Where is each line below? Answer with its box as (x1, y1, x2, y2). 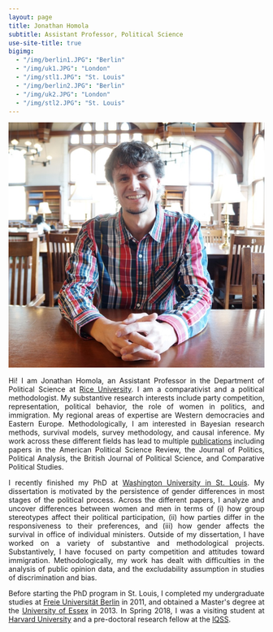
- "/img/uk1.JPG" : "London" (15, 65, 111, 73)
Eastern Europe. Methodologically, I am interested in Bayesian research (8, 419, 265, 429)
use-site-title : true (8, 39, 82, 47)
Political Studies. (8, 462, 64, 472)
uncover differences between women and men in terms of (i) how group (8, 504, 265, 513)
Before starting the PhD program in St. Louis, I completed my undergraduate (8, 589, 265, 599)
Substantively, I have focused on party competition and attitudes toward (8, 547, 265, 556)
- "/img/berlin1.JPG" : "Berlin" (15, 56, 126, 64)
